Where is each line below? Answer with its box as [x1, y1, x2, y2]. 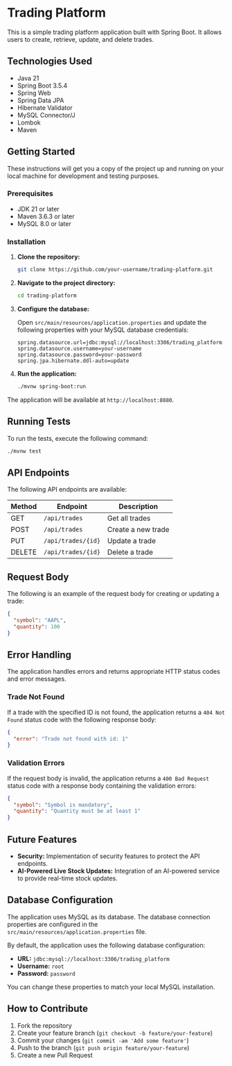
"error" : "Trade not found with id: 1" [13, 735, 129, 742]
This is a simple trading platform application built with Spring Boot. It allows [7, 28, 222, 36]
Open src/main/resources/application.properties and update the [17, 318, 207, 326]
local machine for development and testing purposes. [7, 172, 160, 180]
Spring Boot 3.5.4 [17, 81, 68, 90]
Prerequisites [7, 189, 53, 199]
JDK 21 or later [17, 204, 60, 213]
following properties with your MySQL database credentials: [17, 325, 189, 334]
